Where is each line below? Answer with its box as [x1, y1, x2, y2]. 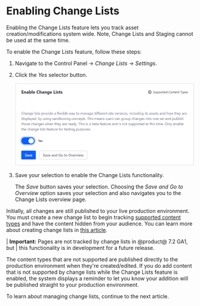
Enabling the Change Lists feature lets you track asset [6, 24, 139, 31]
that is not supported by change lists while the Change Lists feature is [6, 268, 178, 276]
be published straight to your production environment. [6, 282, 139, 289]
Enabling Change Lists [6, 4, 119, 18]
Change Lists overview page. [14, 196, 87, 203]
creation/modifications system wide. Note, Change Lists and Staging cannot [6, 30, 193, 37]
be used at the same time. [6, 36, 70, 44]
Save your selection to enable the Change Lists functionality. [14, 172, 164, 179]
